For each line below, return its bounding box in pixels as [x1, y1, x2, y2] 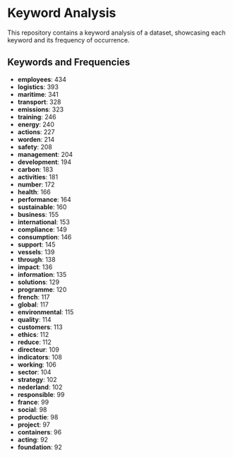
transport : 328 [17, 97, 61, 106]
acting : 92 [17, 435, 48, 444]
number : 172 [17, 180, 55, 189]
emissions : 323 [17, 105, 64, 114]
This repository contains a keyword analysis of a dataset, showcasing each [7, 28, 226, 37]
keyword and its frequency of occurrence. [7, 35, 130, 44]
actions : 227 [17, 127, 55, 136]
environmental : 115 [17, 307, 74, 316]
